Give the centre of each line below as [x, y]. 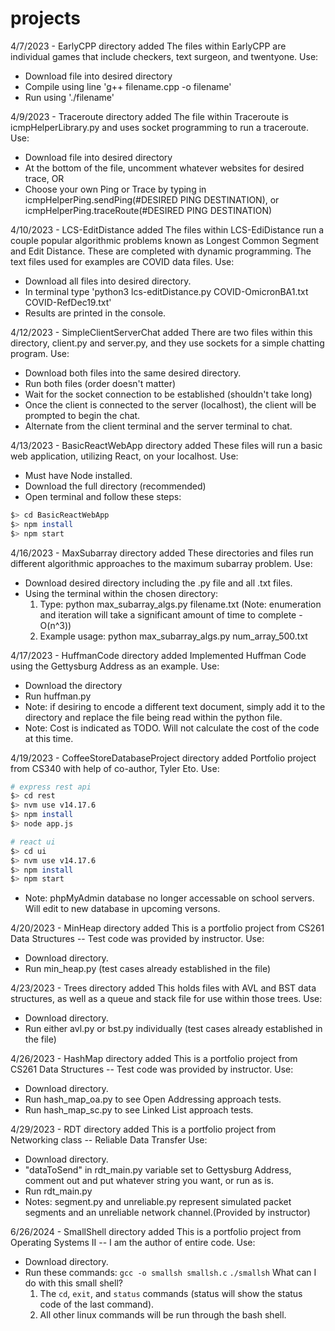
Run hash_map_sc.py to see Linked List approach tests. [139, 1110]
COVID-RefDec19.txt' [68, 302]
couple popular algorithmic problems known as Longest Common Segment [165, 240]
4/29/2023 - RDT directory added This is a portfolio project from [143, 1129]
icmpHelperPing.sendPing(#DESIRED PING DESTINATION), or [152, 199]
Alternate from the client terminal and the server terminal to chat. [158, 426]
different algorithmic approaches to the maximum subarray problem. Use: [161, 563]
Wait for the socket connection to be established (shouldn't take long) [168, 394]
